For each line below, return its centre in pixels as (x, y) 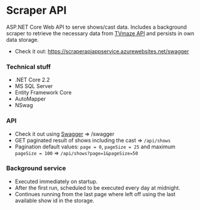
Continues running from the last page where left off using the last (95, 194)
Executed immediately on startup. (56, 181)
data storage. (23, 39)
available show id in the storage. (54, 200)
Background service (36, 168)
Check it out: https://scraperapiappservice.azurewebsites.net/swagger (102, 51)
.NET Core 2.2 (32, 80)
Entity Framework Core (43, 93)
